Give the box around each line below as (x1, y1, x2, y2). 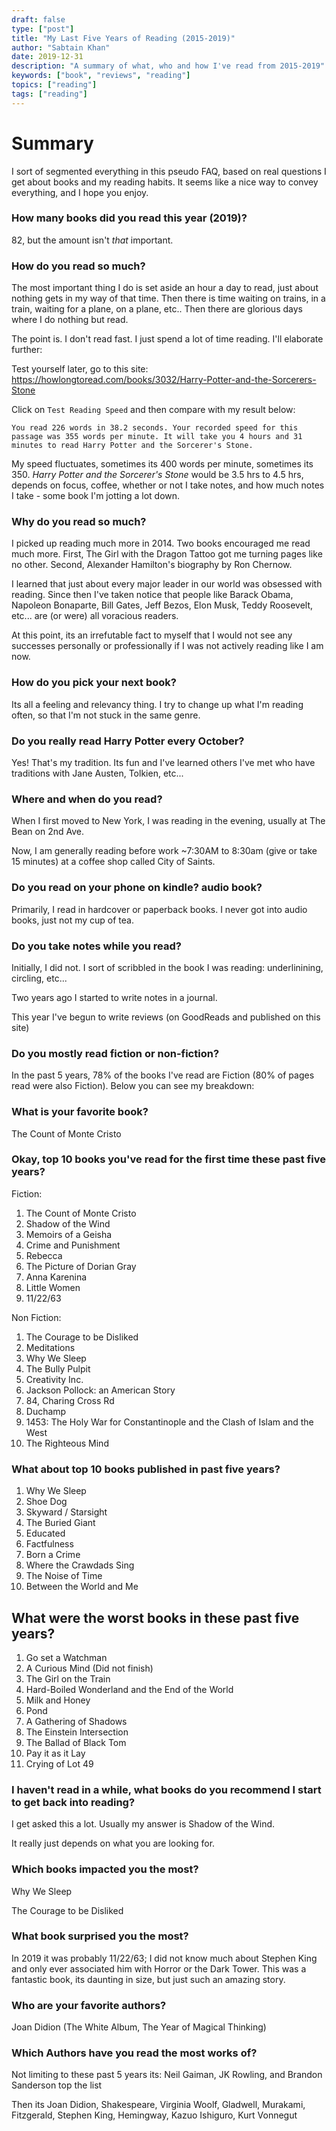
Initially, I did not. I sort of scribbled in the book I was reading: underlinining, (11, 961, 324, 973)
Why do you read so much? (11, 515, 147, 529)
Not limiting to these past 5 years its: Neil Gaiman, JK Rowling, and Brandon (11, 2069, 323, 2081)
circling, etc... (11, 972, 68, 984)
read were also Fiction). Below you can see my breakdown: (11, 1080, 255, 1092)
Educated (25, 1527, 66, 1540)
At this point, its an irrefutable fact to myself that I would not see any (11, 629, 293, 641)
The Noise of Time (25, 1570, 103, 1582)
